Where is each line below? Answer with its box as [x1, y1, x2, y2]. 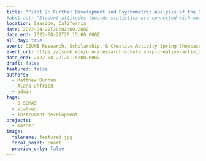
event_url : [6, 49, 34, 55]
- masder [12, 123, 34, 129]
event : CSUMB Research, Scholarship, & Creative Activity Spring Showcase [6, 43, 202, 50]
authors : [6, 72, 29, 78]
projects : [6, 117, 32, 123]
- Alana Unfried [12, 83, 53, 89]
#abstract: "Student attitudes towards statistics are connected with [6, 15, 191, 21]
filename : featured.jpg [12, 134, 72, 141]
